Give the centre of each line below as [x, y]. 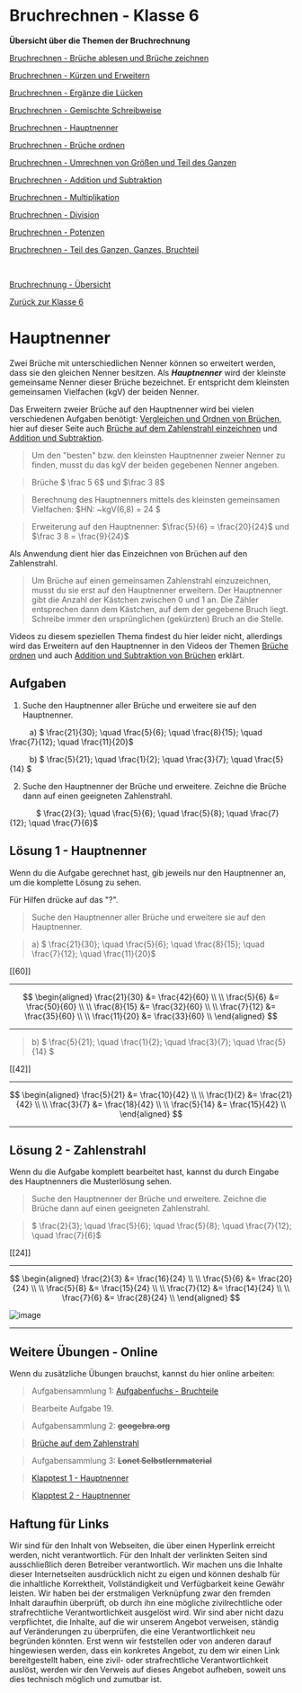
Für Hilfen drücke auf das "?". [64, 899]
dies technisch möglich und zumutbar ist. [86, 1679]
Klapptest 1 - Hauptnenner [80, 1478]
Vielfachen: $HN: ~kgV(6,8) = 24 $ [96, 509]
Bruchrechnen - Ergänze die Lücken [76, 93]
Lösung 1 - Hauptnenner [78, 851]
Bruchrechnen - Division [54, 214]
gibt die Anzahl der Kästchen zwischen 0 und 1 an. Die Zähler [145, 600]
